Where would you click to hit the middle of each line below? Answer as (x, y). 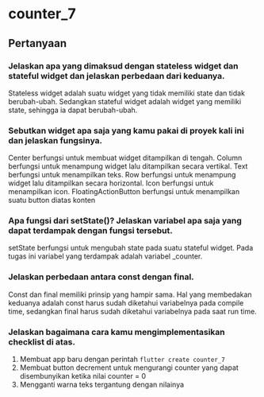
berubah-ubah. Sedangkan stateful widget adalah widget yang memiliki (125, 101)
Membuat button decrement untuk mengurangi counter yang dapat (129, 368)
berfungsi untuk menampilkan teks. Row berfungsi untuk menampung (122, 175)
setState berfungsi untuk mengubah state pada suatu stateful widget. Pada (131, 248)
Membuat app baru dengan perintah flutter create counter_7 (122, 360)
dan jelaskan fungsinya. (55, 140)
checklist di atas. (42, 341)
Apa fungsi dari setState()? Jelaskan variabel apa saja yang (125, 221)
